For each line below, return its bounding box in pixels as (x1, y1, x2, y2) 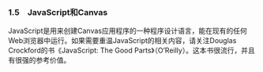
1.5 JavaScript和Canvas (8, 6, 108, 17)
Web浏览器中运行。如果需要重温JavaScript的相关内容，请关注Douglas (8, 36, 237, 45)
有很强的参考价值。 (8, 56, 71, 65)
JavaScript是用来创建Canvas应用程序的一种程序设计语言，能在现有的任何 (8, 26, 247, 36)
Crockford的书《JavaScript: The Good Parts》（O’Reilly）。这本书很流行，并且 (8, 45, 255, 56)
